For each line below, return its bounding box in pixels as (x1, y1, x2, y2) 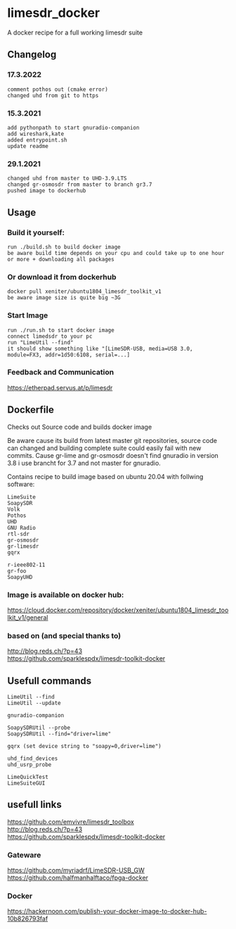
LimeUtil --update (7, 699, 61, 707)
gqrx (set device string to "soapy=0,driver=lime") (7, 743, 162, 750)
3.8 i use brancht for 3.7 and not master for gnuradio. (7, 459, 162, 467)
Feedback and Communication (7, 368, 114, 378)
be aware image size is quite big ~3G (7, 294, 121, 301)
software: (7, 480, 35, 488)
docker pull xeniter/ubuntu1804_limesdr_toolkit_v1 (7, 288, 162, 295)
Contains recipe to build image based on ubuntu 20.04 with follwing (7, 472, 204, 480)
